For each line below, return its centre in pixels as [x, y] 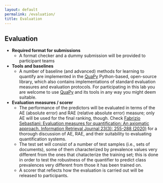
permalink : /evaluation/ [30, 14]
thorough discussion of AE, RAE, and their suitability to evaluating [85, 134]
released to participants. [44, 176]
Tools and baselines [32, 66]
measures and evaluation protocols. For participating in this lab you [87, 87]
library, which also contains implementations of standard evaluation [87, 82]
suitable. [28, 97]
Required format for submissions [46, 51]
